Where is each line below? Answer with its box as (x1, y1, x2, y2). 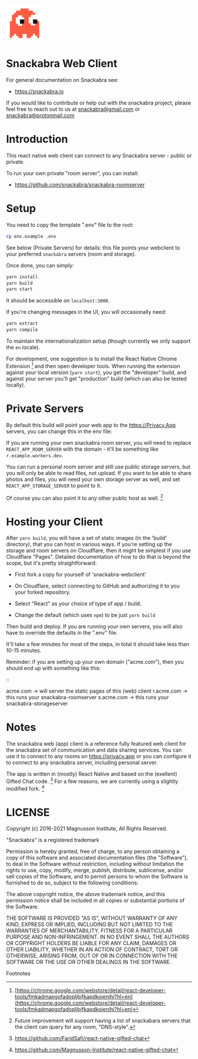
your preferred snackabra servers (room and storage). (6, 250, 137, 257)
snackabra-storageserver (6, 700, 68, 707)
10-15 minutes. (6, 647, 42, 654)
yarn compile (6, 327, 38, 333)
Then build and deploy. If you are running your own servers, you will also (6, 623, 183, 630)
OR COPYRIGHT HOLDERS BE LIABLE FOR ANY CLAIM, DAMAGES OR (6, 940, 177, 947)
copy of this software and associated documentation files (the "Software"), (6, 854, 189, 861)
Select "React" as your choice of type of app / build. (14, 600, 141, 607)
